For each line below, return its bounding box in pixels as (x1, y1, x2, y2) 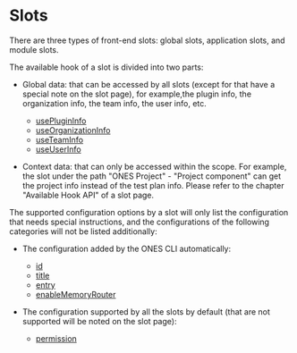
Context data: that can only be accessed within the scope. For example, (21, 161, 287, 172)
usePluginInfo (35, 115, 87, 126)
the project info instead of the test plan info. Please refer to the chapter (21, 180, 284, 190)
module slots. (9, 44, 60, 55)
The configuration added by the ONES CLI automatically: (21, 243, 232, 254)
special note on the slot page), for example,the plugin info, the (21, 88, 252, 99)
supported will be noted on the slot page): (21, 315, 177, 326)
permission (35, 332, 78, 344)
